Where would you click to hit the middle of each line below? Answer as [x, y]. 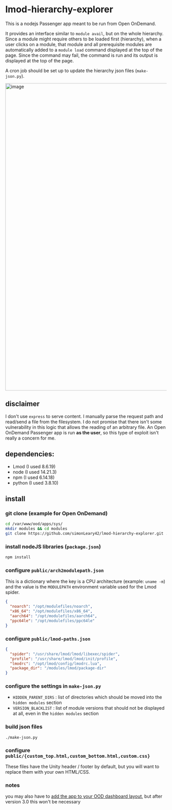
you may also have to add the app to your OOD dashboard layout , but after [84, 796]
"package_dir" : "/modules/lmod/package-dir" [58, 668]
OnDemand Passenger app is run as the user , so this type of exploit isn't [82, 432]
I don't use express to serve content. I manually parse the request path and [84, 416]
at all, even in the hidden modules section [56, 714]
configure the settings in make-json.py [53, 686]
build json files [24, 727]
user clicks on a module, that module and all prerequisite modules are [79, 44]
